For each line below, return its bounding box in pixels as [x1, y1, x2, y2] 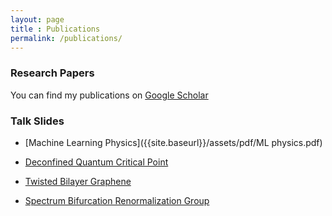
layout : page [10, 14, 65, 25]
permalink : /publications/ [10, 33, 123, 43]
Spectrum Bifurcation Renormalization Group [24, 194, 210, 206]
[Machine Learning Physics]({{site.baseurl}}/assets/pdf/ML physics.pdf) [24, 136, 323, 148]
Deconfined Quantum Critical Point [24, 156, 169, 168]
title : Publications [10, 24, 101, 34]
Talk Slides [10, 114, 65, 128]
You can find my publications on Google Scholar [10, 89, 209, 101]
